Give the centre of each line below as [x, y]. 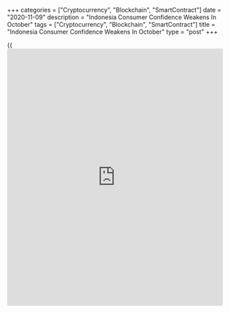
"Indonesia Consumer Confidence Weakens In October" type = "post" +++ [112, 32]
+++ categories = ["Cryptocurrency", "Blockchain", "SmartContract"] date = [114, 10]
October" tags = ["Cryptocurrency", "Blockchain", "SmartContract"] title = [111, 24]
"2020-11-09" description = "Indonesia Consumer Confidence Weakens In [112, 17]
